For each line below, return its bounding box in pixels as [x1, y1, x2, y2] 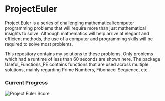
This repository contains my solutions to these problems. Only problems [5, 51, 153, 57]
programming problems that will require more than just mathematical [5, 25, 146, 31]
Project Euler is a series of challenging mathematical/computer [5, 20, 134, 26]
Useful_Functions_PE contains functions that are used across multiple [5, 61, 149, 67]
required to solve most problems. [5, 41, 73, 47]
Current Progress [5, 79, 48, 86]
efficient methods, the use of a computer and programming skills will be [5, 36, 153, 42]
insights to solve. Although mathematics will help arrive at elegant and [5, 30, 149, 36]
